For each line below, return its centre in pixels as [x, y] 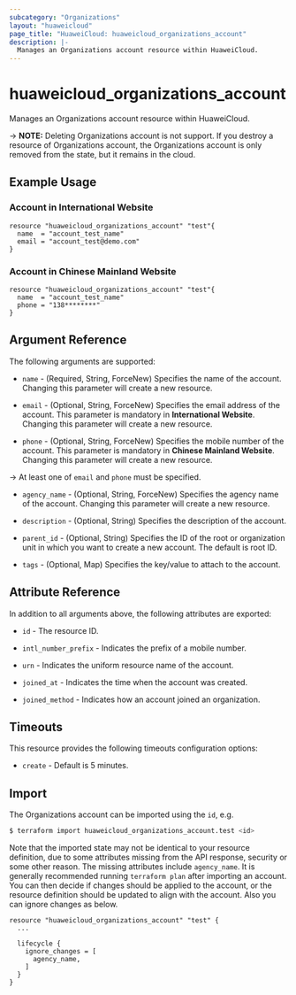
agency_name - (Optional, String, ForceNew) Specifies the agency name [150, 494]
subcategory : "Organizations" [65, 17]
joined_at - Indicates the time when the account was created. [135, 682]
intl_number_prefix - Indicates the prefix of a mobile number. [134, 648]
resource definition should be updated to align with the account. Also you [143, 895]
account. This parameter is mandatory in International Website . [138, 414]
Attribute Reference [65, 593]
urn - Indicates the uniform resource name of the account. [128, 665]
